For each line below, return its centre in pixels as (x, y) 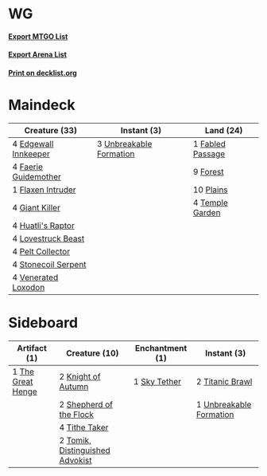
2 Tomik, (75, 440)
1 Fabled (209, 144)
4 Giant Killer (37, 207)
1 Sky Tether (157, 381)
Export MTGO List (38, 36)
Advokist (76, 460)
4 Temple (210, 203)
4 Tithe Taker (84, 427)
